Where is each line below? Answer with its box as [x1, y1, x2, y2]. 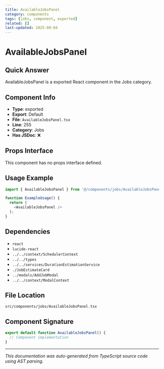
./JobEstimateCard [12, 268, 50, 272]
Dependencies [5, 227, 50, 236]
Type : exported [12, 106, 43, 112]
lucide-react [12, 246, 39, 251]
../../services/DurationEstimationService [12, 262, 100, 267]
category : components [5, 12, 49, 17]
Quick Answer [5, 66, 49, 74]
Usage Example [5, 174, 54, 182]
